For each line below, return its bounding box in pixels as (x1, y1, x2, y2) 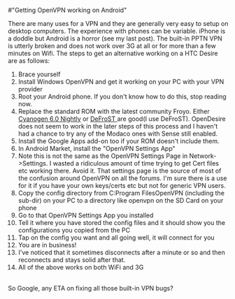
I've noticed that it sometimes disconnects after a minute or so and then (17, 248, 226, 256)
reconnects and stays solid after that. (17, 256, 126, 264)
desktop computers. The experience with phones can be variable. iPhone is (8, 27, 226, 35)
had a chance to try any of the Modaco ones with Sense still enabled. (17, 129, 218, 138)
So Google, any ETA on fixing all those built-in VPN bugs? (8, 284, 173, 292)
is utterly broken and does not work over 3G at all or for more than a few (8, 42, 216, 50)
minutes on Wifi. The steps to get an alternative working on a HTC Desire (8, 49, 219, 57)
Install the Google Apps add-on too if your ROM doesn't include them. (17, 137, 220, 145)
